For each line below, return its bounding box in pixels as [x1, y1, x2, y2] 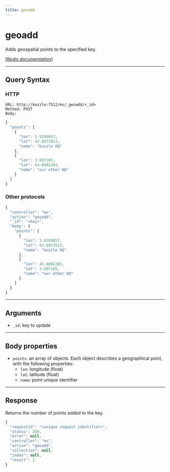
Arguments [5, 308, 42, 318]
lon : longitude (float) [20, 366, 63, 372]
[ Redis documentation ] [5, 56, 53, 62]
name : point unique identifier [20, 377, 78, 383]
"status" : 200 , [10, 429, 42, 434]
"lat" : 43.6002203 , [18, 163, 60, 168]
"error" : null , [10, 434, 42, 439]
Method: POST [5, 107, 33, 112]
